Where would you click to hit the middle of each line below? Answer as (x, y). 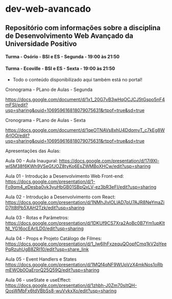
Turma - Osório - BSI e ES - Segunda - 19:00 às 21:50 (62, 57)
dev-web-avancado (48, 9)
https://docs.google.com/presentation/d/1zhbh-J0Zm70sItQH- (71, 285)
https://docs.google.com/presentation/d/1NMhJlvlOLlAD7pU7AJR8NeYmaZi (85, 202)
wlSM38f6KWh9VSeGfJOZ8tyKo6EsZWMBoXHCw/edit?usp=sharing (78, 166)
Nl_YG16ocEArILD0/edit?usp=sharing (45, 228)
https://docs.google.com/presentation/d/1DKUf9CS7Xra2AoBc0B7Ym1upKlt (85, 223)
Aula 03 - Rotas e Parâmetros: (37, 218)
